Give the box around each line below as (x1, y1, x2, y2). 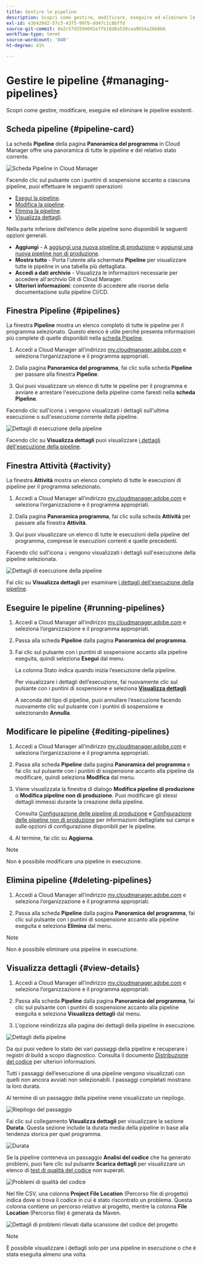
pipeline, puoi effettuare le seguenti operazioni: (6, 182, 124, 190)
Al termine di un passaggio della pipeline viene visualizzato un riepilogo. (6, 1094, 186, 1101)
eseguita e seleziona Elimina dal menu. (14, 922, 113, 929)
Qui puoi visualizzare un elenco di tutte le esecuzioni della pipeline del (14, 531, 190, 538)
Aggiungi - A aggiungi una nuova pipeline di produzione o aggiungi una (14, 243, 194, 250)
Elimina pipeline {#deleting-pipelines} (6, 875, 153, 886)
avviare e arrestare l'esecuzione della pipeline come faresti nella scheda (14, 389, 195, 396)
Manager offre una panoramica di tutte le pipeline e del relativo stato (6, 146, 177, 154)
